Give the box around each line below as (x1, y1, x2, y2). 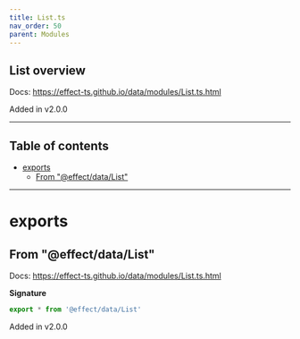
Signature (9, 288, 47, 298)
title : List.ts (9, 13, 66, 22)
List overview (9, 63, 87, 78)
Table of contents (9, 138, 109, 153)
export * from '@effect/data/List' (9, 305, 142, 314)
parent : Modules (9, 30, 70, 38)
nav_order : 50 (9, 21, 62, 30)
